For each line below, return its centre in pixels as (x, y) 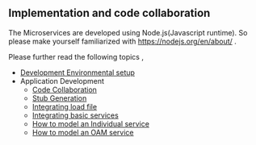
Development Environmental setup (78, 72)
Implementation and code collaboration (109, 13)
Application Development (62, 81)
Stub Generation (59, 98)
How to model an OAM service (83, 132)
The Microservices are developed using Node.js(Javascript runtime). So (128, 32)
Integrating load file (65, 106)
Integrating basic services (75, 115)
